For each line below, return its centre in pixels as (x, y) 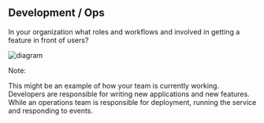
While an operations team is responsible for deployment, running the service (132, 102)
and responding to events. (50, 110)
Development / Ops (56, 13)
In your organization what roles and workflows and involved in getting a (124, 31)
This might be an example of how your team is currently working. (113, 85)
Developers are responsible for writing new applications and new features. (129, 94)
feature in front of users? (48, 40)
